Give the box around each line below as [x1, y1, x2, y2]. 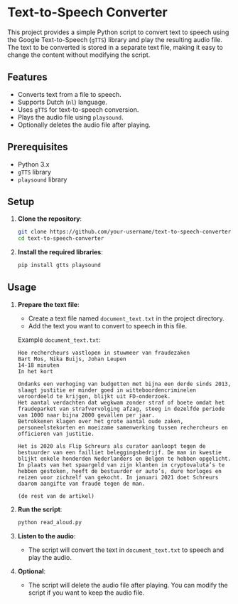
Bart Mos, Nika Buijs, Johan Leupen [17, 355, 126, 363]
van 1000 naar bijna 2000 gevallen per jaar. [17, 411, 155, 419]
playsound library [17, 175, 67, 184]
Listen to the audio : [17, 531, 76, 540]
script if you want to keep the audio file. [28, 588, 145, 597]
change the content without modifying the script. [7, 51, 151, 59]
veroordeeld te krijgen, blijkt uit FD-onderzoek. [17, 392, 171, 400]
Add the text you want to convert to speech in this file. [28, 321, 187, 330]
